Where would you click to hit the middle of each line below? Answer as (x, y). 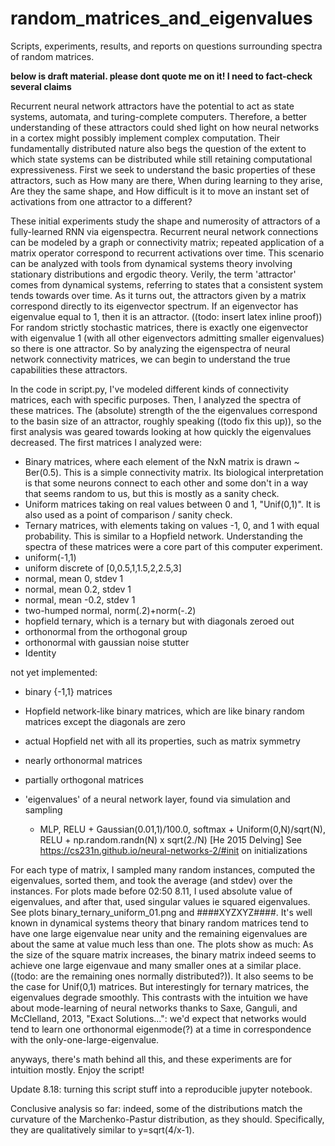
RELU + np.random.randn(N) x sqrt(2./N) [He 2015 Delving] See (171, 839)
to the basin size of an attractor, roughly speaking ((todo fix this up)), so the (166, 421)
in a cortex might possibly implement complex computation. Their (145, 138)
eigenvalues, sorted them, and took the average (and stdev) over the (151, 880)
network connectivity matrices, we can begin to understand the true (150, 359)
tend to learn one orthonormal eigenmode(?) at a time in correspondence (161, 1029)
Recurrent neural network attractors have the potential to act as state (152, 106)
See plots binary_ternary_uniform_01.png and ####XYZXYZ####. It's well (161, 912)
